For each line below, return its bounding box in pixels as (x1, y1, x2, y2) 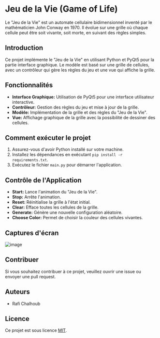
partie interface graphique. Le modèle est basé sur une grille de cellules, (5, 62, 150, 67)
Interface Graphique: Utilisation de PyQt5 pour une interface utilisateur (12, 94, 155, 100)
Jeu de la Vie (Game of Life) (5, 3, 118, 15)
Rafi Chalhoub (12, 301, 41, 306)
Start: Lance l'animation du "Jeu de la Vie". (12, 189, 98, 195)
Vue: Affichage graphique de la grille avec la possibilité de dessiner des (12, 114, 156, 120)
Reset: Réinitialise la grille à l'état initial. (12, 199, 91, 205)
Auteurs (5, 288, 30, 296)
